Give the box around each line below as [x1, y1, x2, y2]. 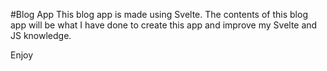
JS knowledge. [10, 30, 72, 41]
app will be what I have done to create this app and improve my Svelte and [10, 19, 318, 31]
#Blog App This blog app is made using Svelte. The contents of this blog [10, 9, 308, 20]
